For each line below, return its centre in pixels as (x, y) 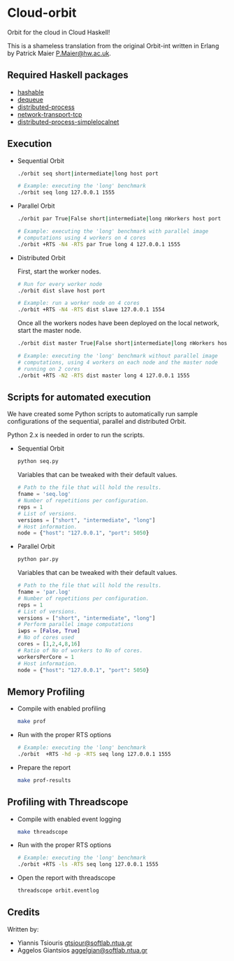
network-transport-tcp (50, 114)
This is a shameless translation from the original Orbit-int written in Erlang (113, 45)
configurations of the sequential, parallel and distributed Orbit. (97, 422)
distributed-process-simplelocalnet (68, 122)
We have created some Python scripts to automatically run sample (103, 414)
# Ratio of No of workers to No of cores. (80, 650)
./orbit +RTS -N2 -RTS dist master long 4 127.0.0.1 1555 (103, 376)
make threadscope (43, 832)
